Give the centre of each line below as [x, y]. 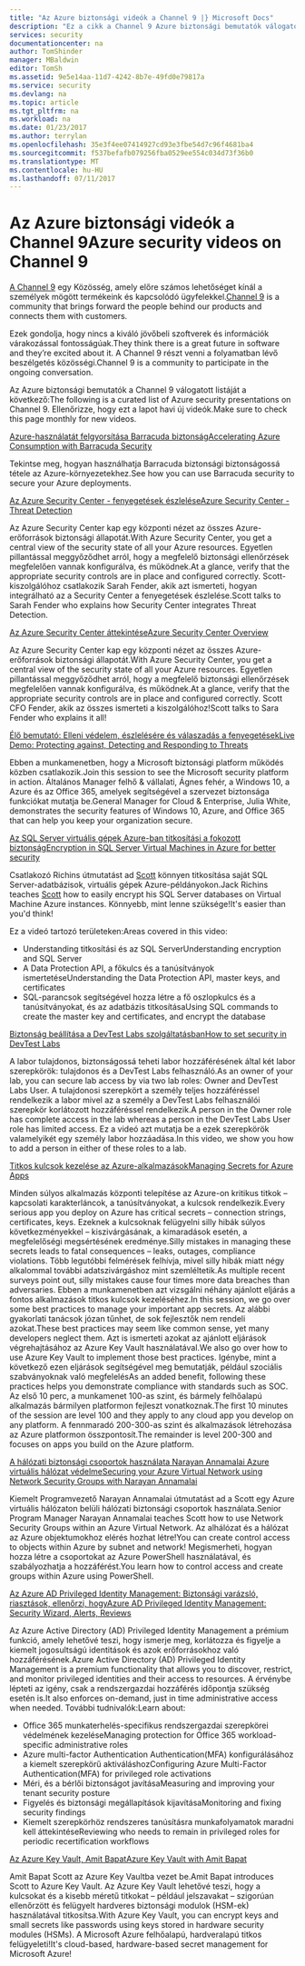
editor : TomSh [36, 69]
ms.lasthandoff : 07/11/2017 [63, 178]
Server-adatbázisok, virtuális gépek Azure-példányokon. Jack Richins [139, 885]
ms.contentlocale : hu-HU [56, 170]
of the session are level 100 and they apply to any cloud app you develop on [152, 1415]
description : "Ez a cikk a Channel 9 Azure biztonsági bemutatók [135, 26]
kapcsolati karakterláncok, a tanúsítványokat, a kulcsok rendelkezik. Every [148, 1203]
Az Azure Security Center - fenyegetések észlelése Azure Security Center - [150, 501]
